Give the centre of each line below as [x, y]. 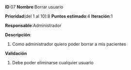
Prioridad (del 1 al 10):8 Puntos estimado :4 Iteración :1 [59, 16]
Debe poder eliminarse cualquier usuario [53, 63]
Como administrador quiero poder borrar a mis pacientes [69, 44]
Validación [16, 53]
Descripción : [18, 35]
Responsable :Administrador [33, 25]
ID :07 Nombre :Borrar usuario [34, 7]
